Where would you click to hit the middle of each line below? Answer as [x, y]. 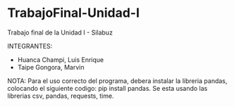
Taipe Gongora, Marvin [51, 67]
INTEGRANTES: [30, 46]
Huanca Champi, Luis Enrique [61, 59]
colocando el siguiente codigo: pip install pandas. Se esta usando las [107, 88]
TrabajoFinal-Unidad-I [73, 13]
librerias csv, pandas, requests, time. [61, 96]
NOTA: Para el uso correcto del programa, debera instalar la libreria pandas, [117, 81]
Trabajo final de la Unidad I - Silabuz [60, 32]
